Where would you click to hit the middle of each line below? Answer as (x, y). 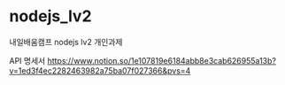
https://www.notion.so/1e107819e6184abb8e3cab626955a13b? (162, 60)
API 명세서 (27, 60)
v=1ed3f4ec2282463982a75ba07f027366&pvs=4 (100, 70)
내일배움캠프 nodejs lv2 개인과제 (66, 42)
